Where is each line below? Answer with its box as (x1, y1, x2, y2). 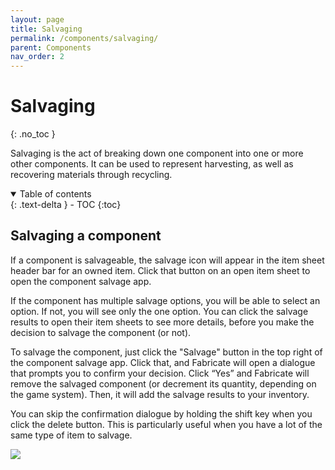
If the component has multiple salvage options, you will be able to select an (10, 294, 321, 306)
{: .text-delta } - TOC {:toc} (10, 199, 122, 211)
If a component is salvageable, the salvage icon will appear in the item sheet (10, 254, 325, 266)
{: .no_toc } (10, 128, 56, 140)
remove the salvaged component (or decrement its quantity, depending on (10, 377, 317, 390)
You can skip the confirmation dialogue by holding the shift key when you (10, 407, 313, 420)
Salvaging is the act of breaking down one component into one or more (10, 147, 304, 160)
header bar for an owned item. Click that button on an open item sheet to (10, 264, 311, 276)
